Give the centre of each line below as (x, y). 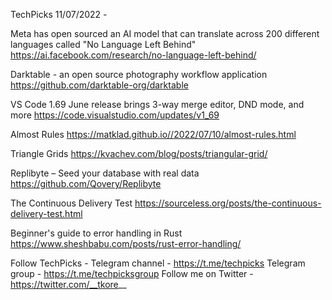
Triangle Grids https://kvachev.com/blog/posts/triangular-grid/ (139, 153)
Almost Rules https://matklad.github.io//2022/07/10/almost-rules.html (153, 134)
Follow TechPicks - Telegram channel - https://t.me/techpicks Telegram (158, 263)
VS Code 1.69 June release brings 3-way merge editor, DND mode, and (157, 104)
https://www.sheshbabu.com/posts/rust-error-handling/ (126, 243)
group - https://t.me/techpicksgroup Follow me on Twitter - (132, 273)
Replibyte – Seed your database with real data (105, 173)
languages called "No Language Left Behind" (103, 44)
